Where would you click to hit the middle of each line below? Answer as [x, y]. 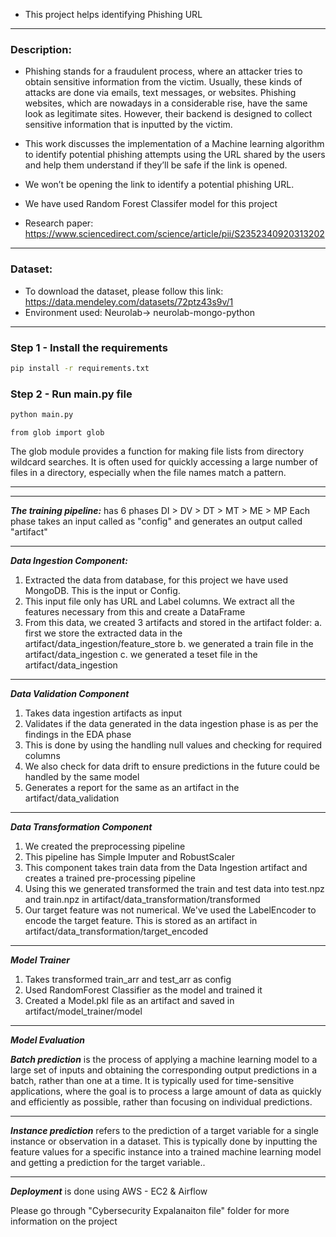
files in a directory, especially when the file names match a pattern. [148, 472]
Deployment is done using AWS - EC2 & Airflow [109, 1191]
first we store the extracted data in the [103, 633]
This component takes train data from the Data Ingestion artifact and [166, 867]
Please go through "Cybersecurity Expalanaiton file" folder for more [150, 1210]
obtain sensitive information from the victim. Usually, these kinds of [163, 82]
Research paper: [59, 223]
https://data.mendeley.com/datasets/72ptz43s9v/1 [129, 301]
